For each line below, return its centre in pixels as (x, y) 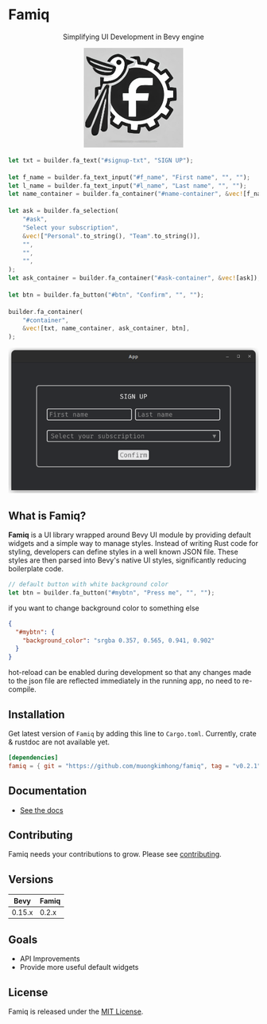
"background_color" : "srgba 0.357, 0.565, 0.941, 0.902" (119, 640)
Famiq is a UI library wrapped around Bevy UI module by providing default (130, 535)
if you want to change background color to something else (104, 608)
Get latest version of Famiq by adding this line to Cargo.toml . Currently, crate (132, 733)
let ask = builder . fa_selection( (64, 211)
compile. (23, 689)
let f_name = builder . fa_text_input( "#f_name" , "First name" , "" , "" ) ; (129, 177)
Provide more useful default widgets (79, 967)
